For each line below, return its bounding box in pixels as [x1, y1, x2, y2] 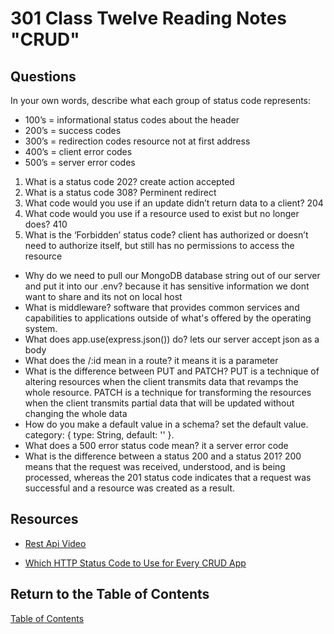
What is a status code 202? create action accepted [24, 176, 235, 187]
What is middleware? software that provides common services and [24, 302, 300, 313]
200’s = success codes [24, 125, 122, 136]
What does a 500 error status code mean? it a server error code [24, 440, 289, 451]
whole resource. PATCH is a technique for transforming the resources [24, 387, 312, 398]
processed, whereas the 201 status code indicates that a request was [24, 472, 312, 483]
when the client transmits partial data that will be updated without [24, 397, 295, 409]
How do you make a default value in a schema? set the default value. [24, 418, 309, 430]
